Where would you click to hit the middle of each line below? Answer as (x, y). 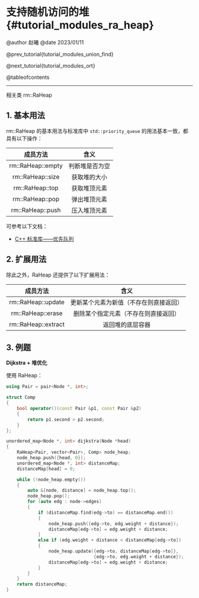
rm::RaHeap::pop (36, 199)
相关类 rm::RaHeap (29, 95)
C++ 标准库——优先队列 (44, 238)
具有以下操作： (24, 138)
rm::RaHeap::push (36, 210)
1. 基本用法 (26, 115)
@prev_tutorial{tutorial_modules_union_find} (60, 54)
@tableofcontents (28, 77)
